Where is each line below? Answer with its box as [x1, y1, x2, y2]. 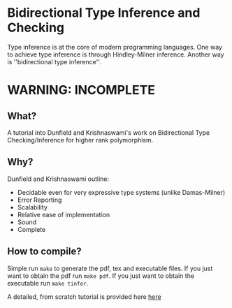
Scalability [17, 203, 48, 211]
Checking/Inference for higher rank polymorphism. [7, 135, 154, 144]
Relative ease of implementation [17, 210, 110, 219]
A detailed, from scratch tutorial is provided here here [7, 292, 162, 301]
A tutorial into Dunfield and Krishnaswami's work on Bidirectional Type [7, 128, 210, 137]
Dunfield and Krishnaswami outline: [7, 175, 110, 183]
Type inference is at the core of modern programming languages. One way [7, 43, 222, 51]
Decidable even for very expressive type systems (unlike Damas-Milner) [17, 188, 226, 196]
